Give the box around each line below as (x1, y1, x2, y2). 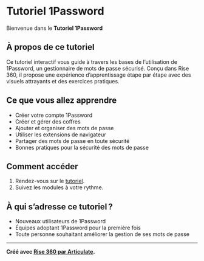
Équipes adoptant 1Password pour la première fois (15, 224, 141, 232)
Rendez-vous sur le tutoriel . (15, 178, 85, 185)
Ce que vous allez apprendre (6, 96, 117, 106)
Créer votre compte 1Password (15, 111, 93, 119)
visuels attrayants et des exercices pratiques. (6, 77, 120, 85)
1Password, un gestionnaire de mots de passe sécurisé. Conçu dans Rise (6, 64, 189, 72)
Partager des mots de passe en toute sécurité (15, 137, 130, 144)
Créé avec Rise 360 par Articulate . (6, 248, 95, 256)
